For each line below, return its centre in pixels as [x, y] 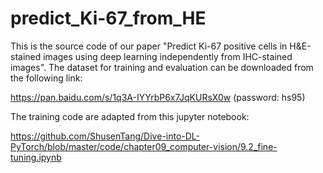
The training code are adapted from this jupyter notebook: [130, 116]
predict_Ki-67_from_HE [108, 18]
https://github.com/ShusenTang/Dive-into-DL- [105, 136]
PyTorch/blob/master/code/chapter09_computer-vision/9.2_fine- [144, 146]
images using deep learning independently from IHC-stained [168, 56]
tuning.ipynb [36, 157]
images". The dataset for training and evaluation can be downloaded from [162, 67]
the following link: [46, 78]
